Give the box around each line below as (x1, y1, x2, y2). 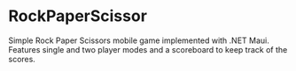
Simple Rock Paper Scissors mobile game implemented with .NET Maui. (8, 35, 269, 46)
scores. (8, 53, 36, 64)
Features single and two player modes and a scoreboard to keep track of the (8, 44, 288, 54)
